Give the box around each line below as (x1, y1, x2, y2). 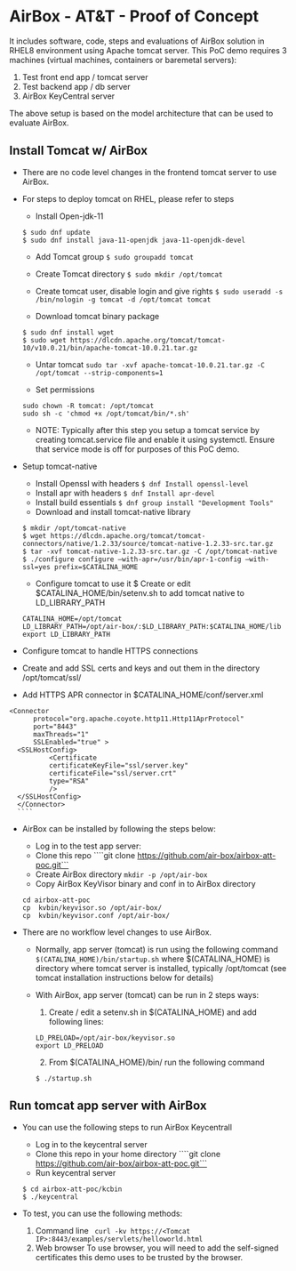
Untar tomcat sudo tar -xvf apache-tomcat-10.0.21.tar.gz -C (35, 358, 265, 370)
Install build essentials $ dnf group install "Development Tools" (35, 496, 274, 508)
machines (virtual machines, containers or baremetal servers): (9, 54, 237, 65)
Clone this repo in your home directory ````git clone (35, 1148, 220, 1159)
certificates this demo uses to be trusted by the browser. (35, 1251, 244, 1262)
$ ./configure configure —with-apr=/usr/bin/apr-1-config (21, 554, 242, 564)
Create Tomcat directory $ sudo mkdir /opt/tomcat (35, 269, 223, 279)
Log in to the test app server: (35, 841, 142, 851)
